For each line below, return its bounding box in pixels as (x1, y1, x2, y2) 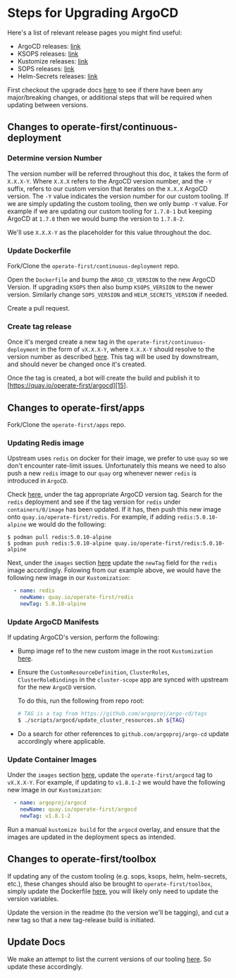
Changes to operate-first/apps (7, 402, 145, 413)
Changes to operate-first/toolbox (7, 853, 156, 865)
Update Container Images (7, 754, 97, 764)
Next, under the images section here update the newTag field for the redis (7, 559, 218, 567)
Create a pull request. (7, 303, 70, 312)
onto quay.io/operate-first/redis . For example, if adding (7, 513, 176, 521)
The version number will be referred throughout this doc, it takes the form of (7, 169, 229, 178)
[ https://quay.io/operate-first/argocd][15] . (7, 381, 128, 390)
